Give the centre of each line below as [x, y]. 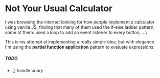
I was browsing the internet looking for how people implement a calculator [80, 22]
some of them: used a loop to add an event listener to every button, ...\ [76, 32]
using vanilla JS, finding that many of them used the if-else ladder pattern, [80, 27]
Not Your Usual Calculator [59, 9]
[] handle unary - [29, 70]
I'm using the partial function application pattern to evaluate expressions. [80, 47]
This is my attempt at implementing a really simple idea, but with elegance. [80, 41]
